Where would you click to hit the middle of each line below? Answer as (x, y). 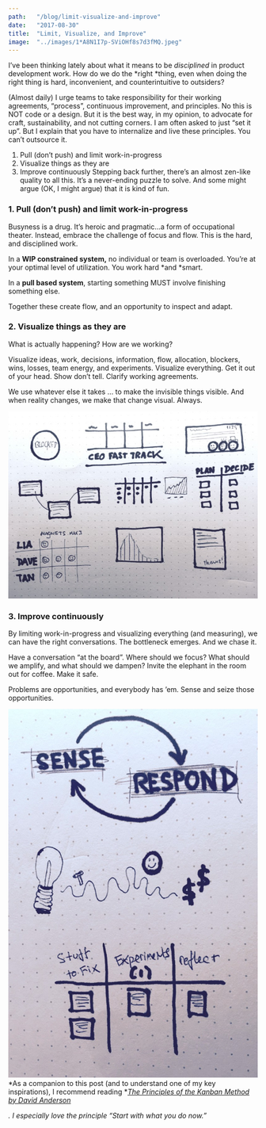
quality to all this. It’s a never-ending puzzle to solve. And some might (133, 180)
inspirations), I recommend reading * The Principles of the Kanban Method (129, 1092)
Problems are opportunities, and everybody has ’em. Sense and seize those (131, 690)
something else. (34, 291)
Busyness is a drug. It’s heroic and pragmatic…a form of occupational (122, 227)
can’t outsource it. (38, 140)
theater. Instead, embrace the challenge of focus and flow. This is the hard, (131, 235)
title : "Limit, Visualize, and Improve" (78, 33)
